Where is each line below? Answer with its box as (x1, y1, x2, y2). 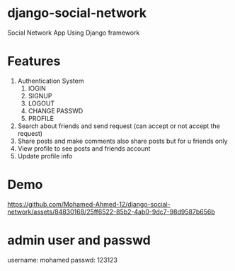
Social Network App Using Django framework (7, 28, 140, 37)
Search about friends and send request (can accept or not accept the (17, 122, 221, 130)
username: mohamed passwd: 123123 (7, 255, 118, 264)
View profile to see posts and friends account (17, 144, 151, 153)
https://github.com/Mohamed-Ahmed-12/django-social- (7, 200, 171, 208)
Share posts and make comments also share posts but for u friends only (17, 137, 228, 145)
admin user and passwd (7, 232, 151, 248)
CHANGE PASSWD (28, 106, 84, 115)
